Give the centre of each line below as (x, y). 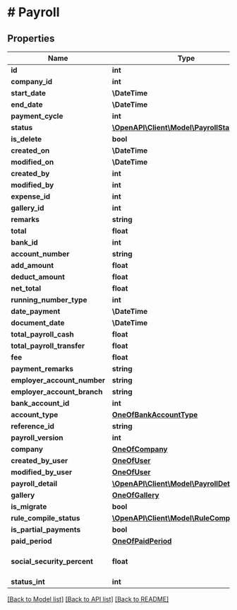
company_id (32, 82)
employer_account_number (58, 380)
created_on (30, 151)
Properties (31, 39)
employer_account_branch (57, 392)
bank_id (25, 242)
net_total (26, 288)
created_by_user (39, 461)
